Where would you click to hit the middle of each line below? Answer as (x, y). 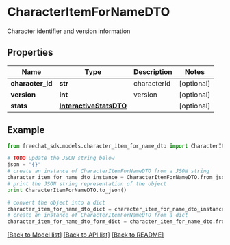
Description (153, 71)
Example (26, 130)
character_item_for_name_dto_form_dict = (67, 222)
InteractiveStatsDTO (93, 106)
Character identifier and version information (69, 31)
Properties (30, 52)
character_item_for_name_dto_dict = (59, 209)
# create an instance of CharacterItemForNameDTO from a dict (98, 215)
